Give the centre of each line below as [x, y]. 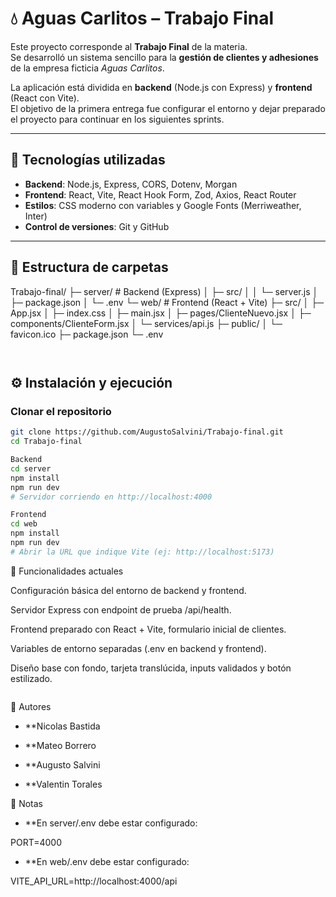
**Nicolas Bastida [62, 726]
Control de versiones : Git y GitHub [97, 226]
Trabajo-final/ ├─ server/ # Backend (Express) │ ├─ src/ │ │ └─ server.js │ [164, 291]
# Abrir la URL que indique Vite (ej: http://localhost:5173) [142, 552]
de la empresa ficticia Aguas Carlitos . [87, 68]
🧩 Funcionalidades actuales [67, 571]
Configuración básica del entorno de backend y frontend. [128, 590]
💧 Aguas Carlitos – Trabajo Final [142, 18]
